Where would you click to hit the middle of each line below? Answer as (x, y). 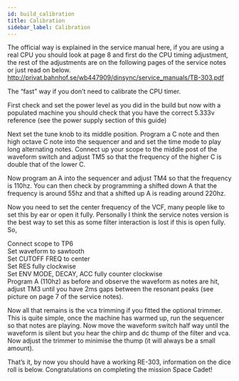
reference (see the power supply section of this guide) (87, 120)
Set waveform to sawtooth (46, 251)
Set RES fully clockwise (42, 266)
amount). (21, 348)
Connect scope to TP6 (40, 244)
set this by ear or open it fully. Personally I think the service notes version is (118, 215)
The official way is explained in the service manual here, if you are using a (116, 48)
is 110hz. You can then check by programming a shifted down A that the (112, 186)
